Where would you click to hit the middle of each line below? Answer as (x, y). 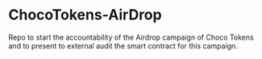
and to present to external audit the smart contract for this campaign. (123, 45)
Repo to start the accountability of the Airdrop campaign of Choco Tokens (131, 37)
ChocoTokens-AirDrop (85, 15)
